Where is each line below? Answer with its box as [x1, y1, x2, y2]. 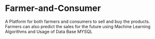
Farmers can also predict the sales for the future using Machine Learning [5, 23, 151, 29]
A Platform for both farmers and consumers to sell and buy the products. [5, 19, 150, 24]
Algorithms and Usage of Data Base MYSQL [5, 29, 93, 34]
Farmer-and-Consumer [5, 3, 101, 14]
